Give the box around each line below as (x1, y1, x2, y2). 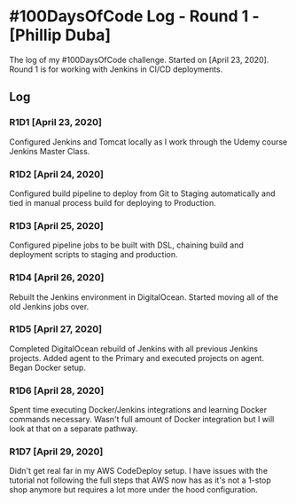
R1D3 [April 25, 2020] (9, 219, 104, 232)
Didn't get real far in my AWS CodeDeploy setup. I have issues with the (9, 466, 269, 476)
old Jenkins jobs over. (9, 301, 90, 311)
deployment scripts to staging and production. (9, 249, 179, 260)
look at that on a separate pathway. (9, 423, 138, 434)
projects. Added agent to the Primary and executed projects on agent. (9, 352, 264, 363)
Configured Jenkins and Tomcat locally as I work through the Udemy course (9, 136, 288, 147)
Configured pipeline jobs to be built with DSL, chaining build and (9, 240, 244, 250)
